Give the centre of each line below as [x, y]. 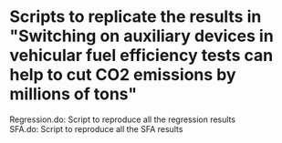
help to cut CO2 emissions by [123, 75]
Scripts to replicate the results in [136, 17]
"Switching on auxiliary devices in [141, 36]
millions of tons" [73, 94]
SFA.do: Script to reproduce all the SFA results [96, 128]
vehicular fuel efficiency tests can [141, 56]
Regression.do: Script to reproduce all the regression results [122, 119]
